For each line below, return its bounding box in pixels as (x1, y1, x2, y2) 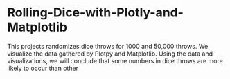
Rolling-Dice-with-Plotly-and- (7, 5, 184, 21)
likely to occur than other (7, 64, 78, 72)
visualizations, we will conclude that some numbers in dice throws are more (7, 56, 223, 65)
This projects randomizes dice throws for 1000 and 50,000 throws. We (7, 42, 209, 50)
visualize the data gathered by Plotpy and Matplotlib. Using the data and (7, 49, 213, 58)
